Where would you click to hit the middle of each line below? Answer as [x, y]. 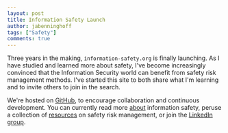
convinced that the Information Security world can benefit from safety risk [112, 73]
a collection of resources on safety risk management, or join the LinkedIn [110, 115]
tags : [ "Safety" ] [32, 32]
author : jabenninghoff [39, 26]
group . [16, 122]
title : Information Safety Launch [56, 20]
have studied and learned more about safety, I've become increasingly [106, 65]
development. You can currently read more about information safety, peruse [114, 108]
